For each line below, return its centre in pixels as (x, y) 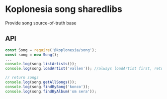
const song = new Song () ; (32, 55)
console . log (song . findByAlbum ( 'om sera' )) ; (51, 91)
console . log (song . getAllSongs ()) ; (41, 82)
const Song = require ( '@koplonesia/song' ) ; (51, 50)
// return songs (22, 78)
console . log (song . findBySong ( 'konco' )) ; (48, 87)
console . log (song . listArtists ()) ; (41, 64)
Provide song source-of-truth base (41, 23)
